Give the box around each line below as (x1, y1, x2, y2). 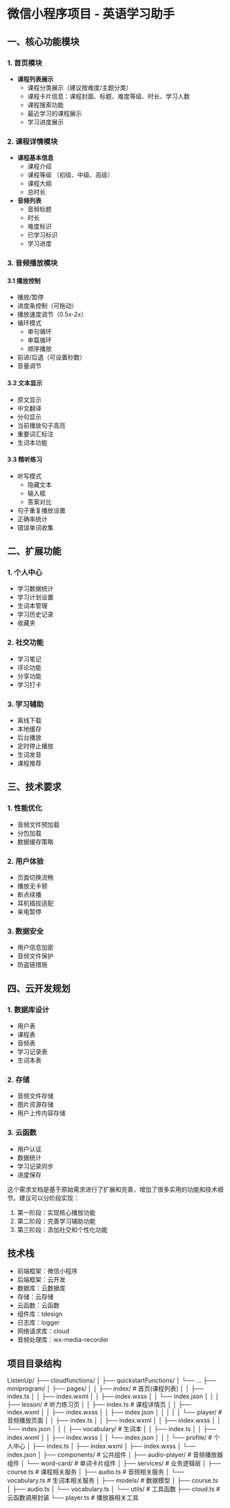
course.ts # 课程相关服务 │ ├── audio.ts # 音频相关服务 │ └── (7, 1467, 184, 1476)
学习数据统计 (16, 584, 54, 593)
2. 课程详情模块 (7, 137, 58, 146)
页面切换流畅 (16, 873, 54, 881)
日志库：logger (16, 1318, 60, 1327)
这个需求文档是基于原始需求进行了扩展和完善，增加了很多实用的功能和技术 (7, 1185, 218, 1193)
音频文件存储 (16, 1092, 54, 1100)
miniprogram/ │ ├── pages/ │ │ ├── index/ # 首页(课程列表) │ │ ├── (7, 1384, 205, 1393)
